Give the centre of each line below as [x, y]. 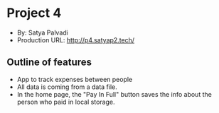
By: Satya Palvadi [42, 32]
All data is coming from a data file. [67, 87]
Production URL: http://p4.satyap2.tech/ [76, 40]
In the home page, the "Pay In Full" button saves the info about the [114, 94]
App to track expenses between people [75, 79]
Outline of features [49, 63]
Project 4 [34, 13]
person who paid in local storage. [66, 102]
